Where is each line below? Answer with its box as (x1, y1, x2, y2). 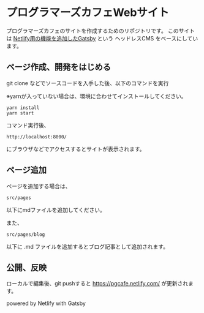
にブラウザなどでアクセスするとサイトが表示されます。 (6, 145, 145, 153)
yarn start (6, 110, 34, 116)
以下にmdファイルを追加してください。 (6, 206, 105, 213)
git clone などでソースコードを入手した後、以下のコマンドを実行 (6, 79, 169, 86)
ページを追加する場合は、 (6, 182, 71, 190)
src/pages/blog (6, 231, 45, 238)
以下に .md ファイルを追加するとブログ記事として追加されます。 (6, 243, 168, 250)
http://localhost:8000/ (6, 134, 67, 140)
